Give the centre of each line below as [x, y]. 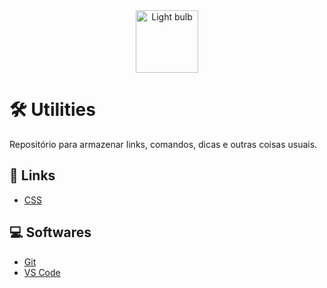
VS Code [42, 272]
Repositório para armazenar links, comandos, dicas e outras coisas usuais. [163, 144]
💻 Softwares [50, 232]
